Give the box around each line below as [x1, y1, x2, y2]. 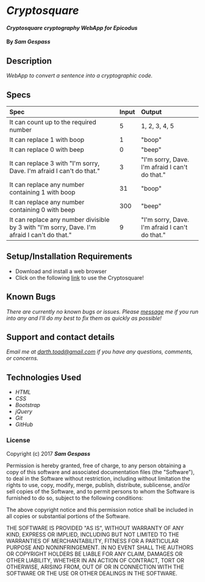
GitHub [15, 421, 34, 428]
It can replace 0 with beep [9, 146, 84, 154]
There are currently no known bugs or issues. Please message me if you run [6, 308, 199, 315]
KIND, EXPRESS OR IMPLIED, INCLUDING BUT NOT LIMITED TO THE [6, 531, 179, 538]
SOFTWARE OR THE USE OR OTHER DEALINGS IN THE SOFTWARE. [6, 569, 178, 577]
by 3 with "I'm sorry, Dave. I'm [9, 223, 96, 232]
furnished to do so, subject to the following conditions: [6, 494, 143, 502]
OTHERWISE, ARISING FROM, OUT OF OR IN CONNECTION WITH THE [6, 563, 184, 570]
